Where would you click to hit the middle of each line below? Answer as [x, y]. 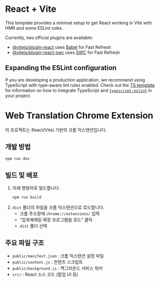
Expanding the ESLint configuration [61, 68]
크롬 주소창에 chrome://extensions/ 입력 [60, 214]
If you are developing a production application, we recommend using [75, 80]
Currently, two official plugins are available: [49, 38]
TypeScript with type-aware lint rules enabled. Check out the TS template [80, 85]
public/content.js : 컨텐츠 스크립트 [47, 262]
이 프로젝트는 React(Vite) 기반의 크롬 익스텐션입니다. [56, 130]
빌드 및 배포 [22, 175]
